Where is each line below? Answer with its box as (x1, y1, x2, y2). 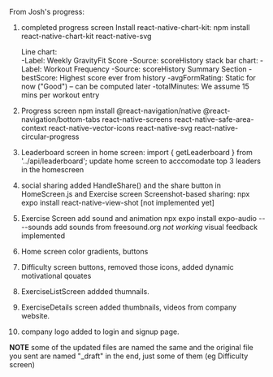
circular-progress (20, 132, 80, 141)
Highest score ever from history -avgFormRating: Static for (59, 73, 257, 82)
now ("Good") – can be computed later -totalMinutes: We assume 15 (20, 81, 250, 91)
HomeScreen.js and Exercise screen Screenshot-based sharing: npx (20, 189, 250, 198)
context (20, 123, 47, 132)
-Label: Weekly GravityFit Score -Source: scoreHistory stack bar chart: (20, 56, 258, 65)
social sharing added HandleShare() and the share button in (20, 180, 222, 190)
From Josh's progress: (9, 7, 84, 16)
